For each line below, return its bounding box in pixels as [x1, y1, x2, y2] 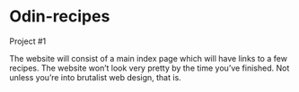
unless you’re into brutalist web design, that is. [9, 71, 181, 82]
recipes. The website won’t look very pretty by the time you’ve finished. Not [9, 63, 290, 73]
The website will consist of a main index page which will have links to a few [9, 53, 287, 63]
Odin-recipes [9, 6, 110, 27]
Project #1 [9, 36, 47, 46]
